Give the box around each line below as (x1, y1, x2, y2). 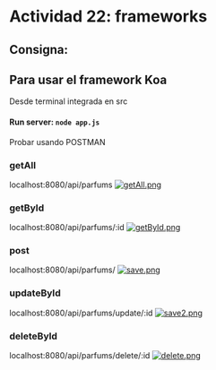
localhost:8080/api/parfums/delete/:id (9, 350, 151, 361)
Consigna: (9, 42, 69, 57)
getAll (9, 159, 37, 171)
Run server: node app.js (9, 116, 100, 127)
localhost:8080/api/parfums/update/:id (9, 307, 153, 318)
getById (9, 202, 45, 214)
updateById (9, 287, 61, 299)
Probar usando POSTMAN (9, 136, 106, 147)
